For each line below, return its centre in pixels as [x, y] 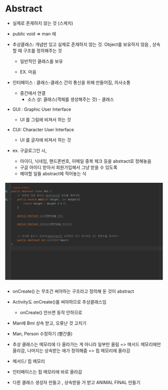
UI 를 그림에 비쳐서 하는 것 [45, 119]
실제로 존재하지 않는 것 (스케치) [43, 23]
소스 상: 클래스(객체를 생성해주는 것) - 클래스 [70, 99]
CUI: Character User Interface [43, 129]
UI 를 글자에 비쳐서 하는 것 [45, 140]
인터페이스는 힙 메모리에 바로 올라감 [47, 372]
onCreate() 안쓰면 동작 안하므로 [51, 313]
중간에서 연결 [33, 93]
